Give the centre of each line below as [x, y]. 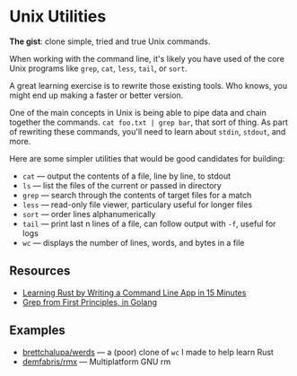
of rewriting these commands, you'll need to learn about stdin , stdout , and [148, 131]
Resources [40, 271]
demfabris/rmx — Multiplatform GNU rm [96, 362]
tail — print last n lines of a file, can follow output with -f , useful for [149, 223]
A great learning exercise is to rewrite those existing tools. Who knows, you [148, 85]
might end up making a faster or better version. [96, 95]
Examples [37, 331]
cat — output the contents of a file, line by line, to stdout [127, 176]
